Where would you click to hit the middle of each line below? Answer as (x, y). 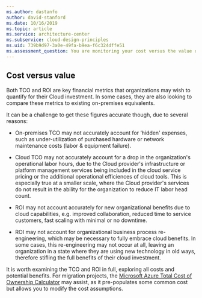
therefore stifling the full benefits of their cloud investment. (88, 258)
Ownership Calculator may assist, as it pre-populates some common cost (97, 282)
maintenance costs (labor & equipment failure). (73, 145)
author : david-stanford (36, 17)
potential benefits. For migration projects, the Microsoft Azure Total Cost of (99, 276)
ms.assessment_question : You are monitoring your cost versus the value (99, 51)
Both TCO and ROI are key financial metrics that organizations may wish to (98, 90)
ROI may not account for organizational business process (86, 232)
